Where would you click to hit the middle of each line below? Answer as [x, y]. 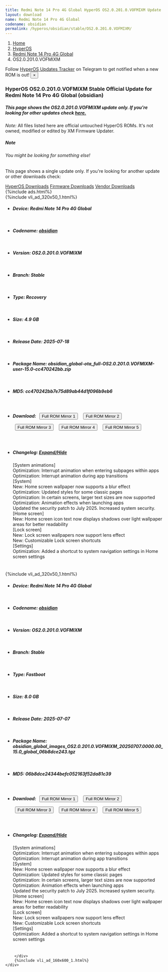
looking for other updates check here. [46, 113]
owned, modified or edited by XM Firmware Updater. [60, 131]
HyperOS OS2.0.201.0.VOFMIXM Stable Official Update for [79, 89]
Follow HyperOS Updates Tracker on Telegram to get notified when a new [82, 69]
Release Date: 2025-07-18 [41, 342]
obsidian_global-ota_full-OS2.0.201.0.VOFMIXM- [101, 363]
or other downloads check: [33, 176]
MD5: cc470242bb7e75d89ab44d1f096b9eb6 [62, 391]
